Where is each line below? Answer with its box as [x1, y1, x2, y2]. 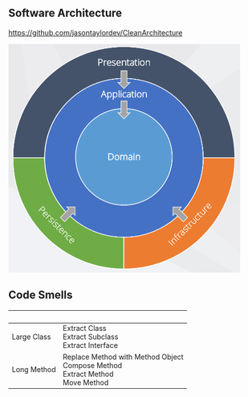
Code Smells [8, 288, 73, 302]
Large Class [11, 332, 51, 341]
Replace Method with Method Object [63, 352, 184, 362]
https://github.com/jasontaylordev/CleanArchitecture [8, 27, 183, 37]
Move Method [63, 378, 109, 387]
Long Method [11, 365, 56, 374]
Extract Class [63, 324, 107, 333]
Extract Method [63, 369, 114, 378]
